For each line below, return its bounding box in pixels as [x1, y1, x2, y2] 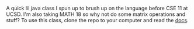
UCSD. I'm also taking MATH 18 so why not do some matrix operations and [6, 11, 186, 18]
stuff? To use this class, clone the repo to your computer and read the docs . [6, 17, 189, 23]
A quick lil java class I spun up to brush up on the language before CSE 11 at [6, 5, 188, 11]
